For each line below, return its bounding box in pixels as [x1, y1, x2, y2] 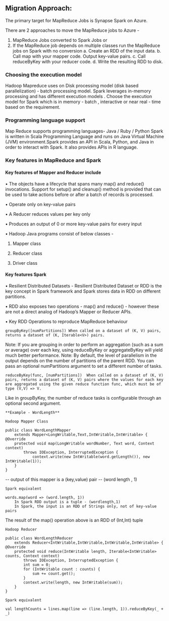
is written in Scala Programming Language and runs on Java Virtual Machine [5, 133, 164, 139]
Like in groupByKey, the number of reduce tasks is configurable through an [5, 395, 161, 401]
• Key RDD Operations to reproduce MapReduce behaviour [5, 318, 128, 324]
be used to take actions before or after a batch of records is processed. [5, 192, 154, 198]
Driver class [12, 260, 38, 266]
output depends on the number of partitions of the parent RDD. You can [5, 357, 154, 363]
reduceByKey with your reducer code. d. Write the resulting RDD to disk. [12, 58, 163, 65]
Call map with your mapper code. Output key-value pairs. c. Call [12, 53, 146, 59]
